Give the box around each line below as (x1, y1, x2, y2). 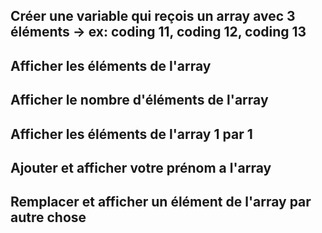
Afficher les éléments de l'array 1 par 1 (10, 125, 253, 143)
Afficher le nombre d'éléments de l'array (10, 92, 269, 109)
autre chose (10, 209, 87, 226)
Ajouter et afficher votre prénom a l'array (10, 159, 272, 176)
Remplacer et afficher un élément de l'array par (10, 194, 312, 211)
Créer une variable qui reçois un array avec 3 (10, 8, 296, 25)
